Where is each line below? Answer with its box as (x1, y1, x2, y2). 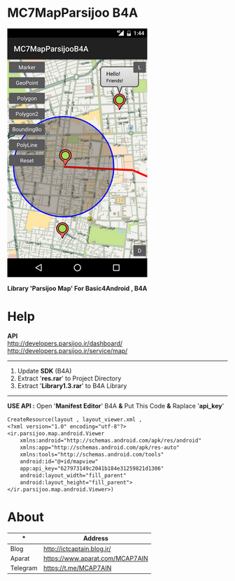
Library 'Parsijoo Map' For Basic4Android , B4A (7, 284, 148, 292)
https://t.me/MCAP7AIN (43, 564, 112, 573)
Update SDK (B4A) (17, 366, 72, 375)
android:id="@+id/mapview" (20, 458, 99, 465)
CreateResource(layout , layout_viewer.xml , (7, 416, 142, 423)
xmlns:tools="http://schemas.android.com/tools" (20, 451, 164, 458)
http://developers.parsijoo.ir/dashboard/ (7, 339, 123, 347)
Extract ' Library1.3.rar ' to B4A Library (17, 381, 127, 389)
